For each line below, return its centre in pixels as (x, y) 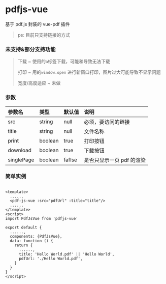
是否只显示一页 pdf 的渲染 (115, 160)
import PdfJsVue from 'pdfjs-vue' (42, 218)
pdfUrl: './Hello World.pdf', (51, 259)
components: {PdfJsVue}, (36, 236)
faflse (70, 160)
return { (24, 245)
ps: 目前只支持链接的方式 (44, 35)
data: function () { (31, 241)
